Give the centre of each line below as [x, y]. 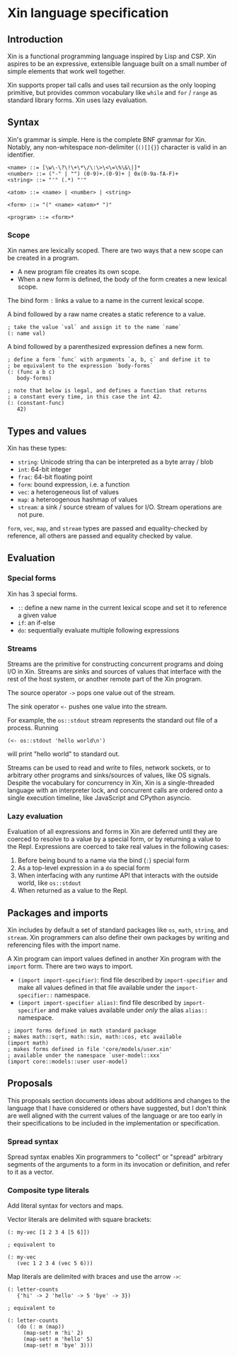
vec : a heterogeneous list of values [68, 491]
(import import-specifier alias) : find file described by [99, 1003]
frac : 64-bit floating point [55, 477]
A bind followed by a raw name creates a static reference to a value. [106, 314]
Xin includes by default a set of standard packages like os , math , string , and [118, 930]
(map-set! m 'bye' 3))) [58, 1345]
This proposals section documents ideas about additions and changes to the [119, 1100]
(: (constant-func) [36, 403]
